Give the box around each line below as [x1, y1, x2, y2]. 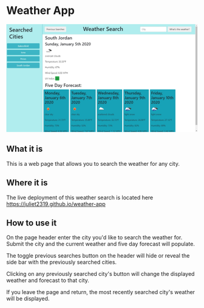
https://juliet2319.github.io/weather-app [6, 200, 106, 207]
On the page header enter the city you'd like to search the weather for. [6, 234, 183, 241]
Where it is [6, 177, 48, 188]
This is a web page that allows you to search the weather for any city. [6, 160, 180, 167]
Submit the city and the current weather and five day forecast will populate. [6, 241, 195, 248]
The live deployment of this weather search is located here [6, 194, 154, 201]
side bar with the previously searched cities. [6, 259, 117, 266]
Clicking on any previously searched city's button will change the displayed [6, 270, 195, 278]
